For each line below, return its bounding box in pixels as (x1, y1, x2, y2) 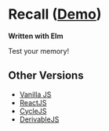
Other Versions (8, 69, 84, 83)
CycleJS (19, 106, 47, 115)
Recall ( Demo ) (8, 5, 102, 23)
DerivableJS (19, 115, 60, 124)
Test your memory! (8, 46, 69, 55)
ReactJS (19, 97, 47, 107)
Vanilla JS (19, 90, 52, 99)
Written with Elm (8, 31, 64, 41)
